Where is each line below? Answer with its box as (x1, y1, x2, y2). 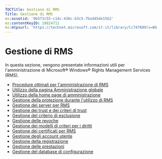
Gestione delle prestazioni (12, 143, 65, 149)
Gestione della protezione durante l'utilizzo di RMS (12, 97, 113, 103)
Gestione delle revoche (12, 118, 59, 124)
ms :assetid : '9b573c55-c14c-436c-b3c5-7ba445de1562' (5, 16, 114, 21)
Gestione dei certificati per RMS (12, 128, 76, 134)
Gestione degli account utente (12, 133, 73, 139)
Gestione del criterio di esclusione (12, 112, 81, 119)
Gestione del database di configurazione (12, 149, 94, 155)
